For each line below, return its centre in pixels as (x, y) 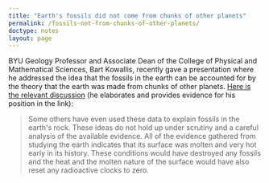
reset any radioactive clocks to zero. (88, 170)
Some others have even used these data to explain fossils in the (134, 119)
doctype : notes (34, 31)
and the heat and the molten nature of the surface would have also (139, 162)
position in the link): (41, 104)
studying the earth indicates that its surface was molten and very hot (142, 144)
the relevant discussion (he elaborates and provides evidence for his (122, 95)
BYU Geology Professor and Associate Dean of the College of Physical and (133, 61)
